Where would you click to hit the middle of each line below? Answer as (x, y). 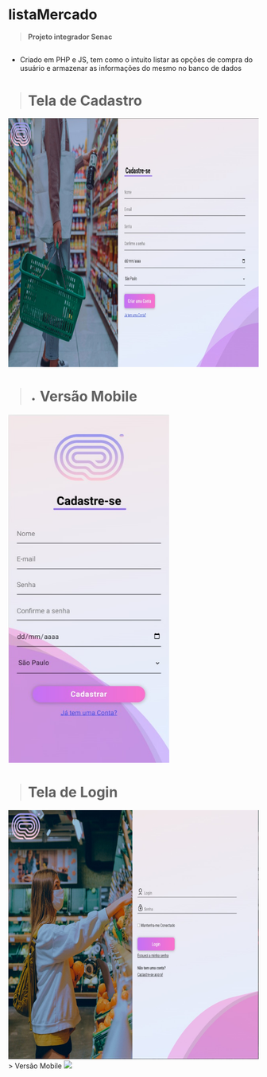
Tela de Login (73, 792)
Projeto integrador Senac (70, 37)
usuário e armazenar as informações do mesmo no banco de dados (131, 69)
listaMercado (53, 15)
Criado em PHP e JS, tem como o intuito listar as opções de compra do (136, 60)
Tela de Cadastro (85, 100)
